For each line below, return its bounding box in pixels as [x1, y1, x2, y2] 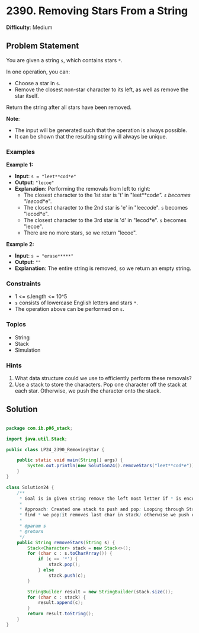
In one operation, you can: [6, 68, 70, 75]
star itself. [14, 92, 40, 99]
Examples [6, 147, 36, 156]
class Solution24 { [6, 484, 54, 490]
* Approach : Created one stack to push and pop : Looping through [19, 506, 184, 513]
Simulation [14, 346, 41, 354]
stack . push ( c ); [48, 573, 86, 579]
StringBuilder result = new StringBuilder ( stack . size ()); [27, 589, 174, 595]
